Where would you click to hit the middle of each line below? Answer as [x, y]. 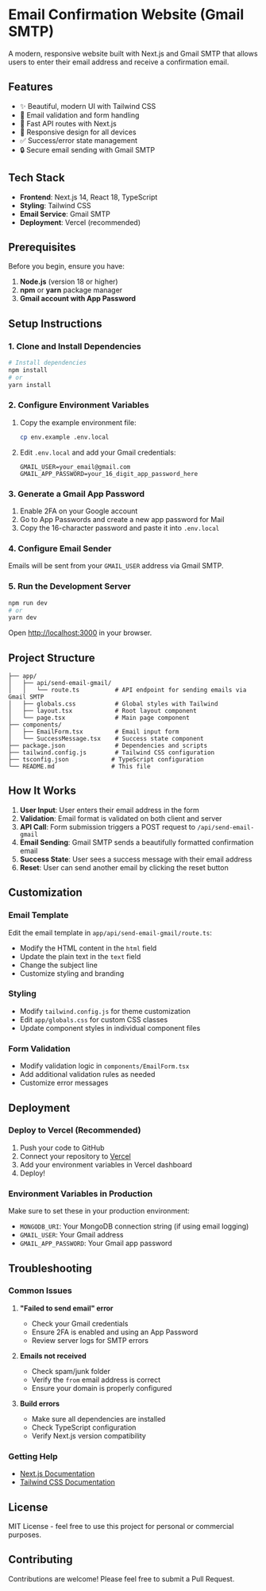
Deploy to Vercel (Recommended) [75, 1130]
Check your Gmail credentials [80, 1323]
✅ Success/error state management [78, 140]
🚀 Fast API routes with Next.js [68, 123]
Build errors [40, 1403]
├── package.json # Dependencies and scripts [108, 746]
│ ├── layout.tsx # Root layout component [102, 711]
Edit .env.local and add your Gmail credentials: [98, 452]
